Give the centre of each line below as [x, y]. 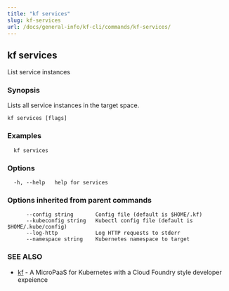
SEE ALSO [25, 257]
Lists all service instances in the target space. [73, 105]
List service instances [39, 72]
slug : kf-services [34, 20]
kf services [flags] [38, 119]
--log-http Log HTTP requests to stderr [103, 233]
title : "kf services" [39, 14]
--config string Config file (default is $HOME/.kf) [114, 215]
